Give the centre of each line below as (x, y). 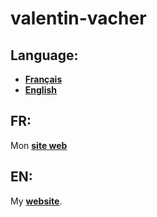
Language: (44, 55)
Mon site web (39, 145)
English (41, 90)
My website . (36, 201)
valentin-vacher (78, 18)
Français (43, 79)
